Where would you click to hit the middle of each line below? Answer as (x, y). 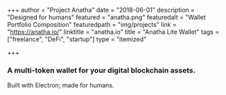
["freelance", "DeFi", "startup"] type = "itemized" (77, 39)
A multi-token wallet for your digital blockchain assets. (102, 70)
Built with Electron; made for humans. (61, 85)
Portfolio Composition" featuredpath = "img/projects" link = (92, 24)
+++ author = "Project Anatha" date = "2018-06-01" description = (101, 10)
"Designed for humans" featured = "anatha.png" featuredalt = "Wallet (106, 17)
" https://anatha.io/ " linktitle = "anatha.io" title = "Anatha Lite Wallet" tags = (113, 32)
